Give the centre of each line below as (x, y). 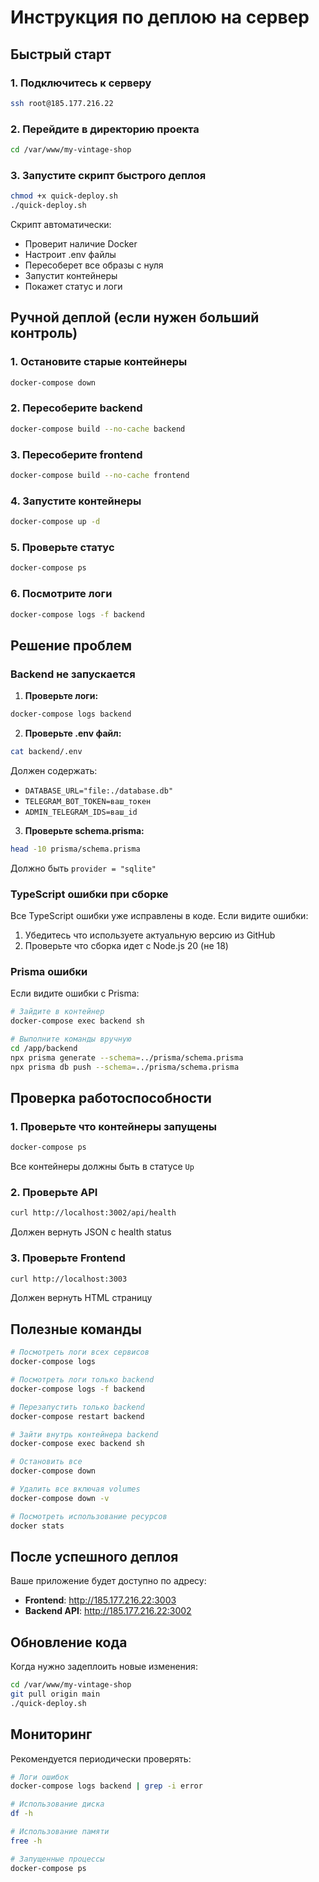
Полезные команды (76, 1329)
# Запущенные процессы (57, 1859)
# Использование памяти (60, 1832)
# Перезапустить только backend (77, 1407)
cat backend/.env (46, 751)
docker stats (37, 1526)
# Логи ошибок (40, 1777)
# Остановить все (46, 1462)
